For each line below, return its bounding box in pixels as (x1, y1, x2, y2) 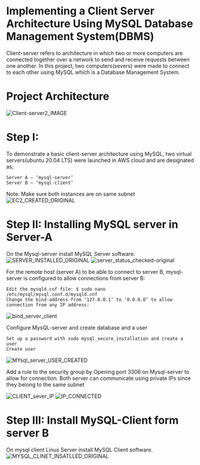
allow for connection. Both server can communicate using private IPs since (6, 375, 191, 382)
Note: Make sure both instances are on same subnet (6, 190, 135, 197)
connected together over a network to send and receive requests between (6, 56, 190, 63)
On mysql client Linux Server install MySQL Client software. (6, 446, 153, 453)
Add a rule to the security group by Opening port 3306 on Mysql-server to (6, 368, 190, 375)
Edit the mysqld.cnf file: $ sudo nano (6, 286, 106, 292)
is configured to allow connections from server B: (23, 274, 146, 282)
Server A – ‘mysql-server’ (6, 174, 74, 180)
